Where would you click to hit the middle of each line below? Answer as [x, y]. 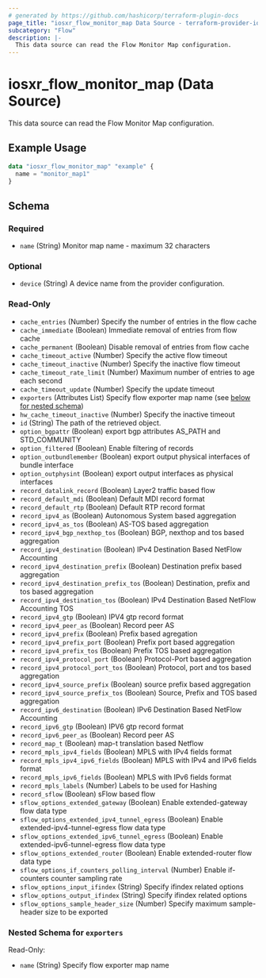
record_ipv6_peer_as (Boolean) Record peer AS [97, 734]
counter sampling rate [86, 878]
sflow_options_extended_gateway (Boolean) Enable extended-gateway [133, 802]
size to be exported [76, 912]
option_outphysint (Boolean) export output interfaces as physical [126, 473]
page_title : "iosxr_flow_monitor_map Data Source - [95, 23]
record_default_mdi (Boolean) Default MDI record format [112, 499]
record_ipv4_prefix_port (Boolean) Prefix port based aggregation [127, 642]
